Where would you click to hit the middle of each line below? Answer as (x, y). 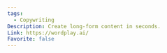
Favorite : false (31, 39)
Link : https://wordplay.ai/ (48, 33)
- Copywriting (34, 20)
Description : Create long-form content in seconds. (84, 26)
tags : (15, 13)
